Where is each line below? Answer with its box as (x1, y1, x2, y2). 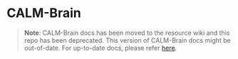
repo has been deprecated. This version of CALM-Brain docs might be (24, 36, 231, 44)
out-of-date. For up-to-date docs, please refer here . (24, 43, 177, 52)
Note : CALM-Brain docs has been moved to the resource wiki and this (24, 28, 230, 37)
